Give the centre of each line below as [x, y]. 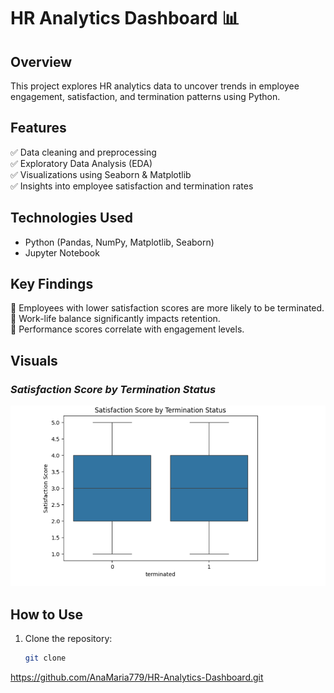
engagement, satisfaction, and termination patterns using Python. [145, 96]
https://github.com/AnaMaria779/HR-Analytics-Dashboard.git [137, 677]
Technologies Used [71, 218]
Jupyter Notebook [62, 252]
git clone [45, 658]
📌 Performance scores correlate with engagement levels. [127, 329]
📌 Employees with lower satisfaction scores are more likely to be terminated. [167, 308]
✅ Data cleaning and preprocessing [83, 152]
